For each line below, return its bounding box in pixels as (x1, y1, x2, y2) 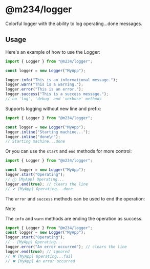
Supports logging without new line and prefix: (5, 105, 101, 111)
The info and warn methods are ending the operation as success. (5, 215, 143, 221)
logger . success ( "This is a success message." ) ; (5, 92, 109, 97)
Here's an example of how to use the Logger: (5, 49, 101, 55)
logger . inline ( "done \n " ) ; (5, 134, 60, 139)
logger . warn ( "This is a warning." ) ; (5, 82, 83, 87)
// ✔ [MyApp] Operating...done (5, 186, 73, 191)
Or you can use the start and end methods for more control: (5, 148, 132, 154)
